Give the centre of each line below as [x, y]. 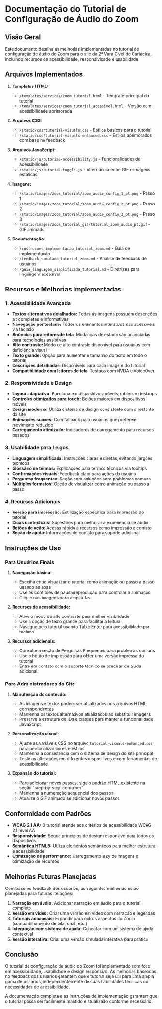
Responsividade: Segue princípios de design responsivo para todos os [83, 836]
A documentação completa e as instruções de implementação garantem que [81, 996]
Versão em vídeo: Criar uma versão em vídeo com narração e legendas [84, 913]
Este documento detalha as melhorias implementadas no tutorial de [72, 49]
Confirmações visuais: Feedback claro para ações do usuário [74, 474]
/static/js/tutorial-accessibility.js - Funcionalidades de [80, 159]
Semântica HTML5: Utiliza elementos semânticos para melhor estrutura [84, 846]
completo [22, 908]
